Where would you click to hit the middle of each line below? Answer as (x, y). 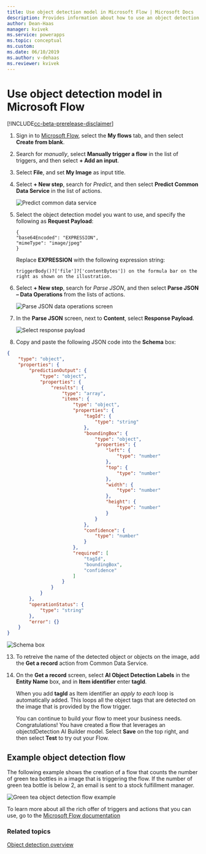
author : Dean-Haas (30, 23)
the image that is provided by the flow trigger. (73, 707)
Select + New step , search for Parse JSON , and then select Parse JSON (107, 288)
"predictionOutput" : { (58, 371)
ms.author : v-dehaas (33, 58)
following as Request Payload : (55, 221)
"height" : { (121, 502)
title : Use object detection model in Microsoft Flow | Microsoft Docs (100, 12)
